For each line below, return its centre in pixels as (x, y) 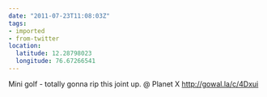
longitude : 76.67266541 (55, 61)
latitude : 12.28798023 (54, 53)
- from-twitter (34, 38)
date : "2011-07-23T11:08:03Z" (59, 16)
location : (25, 46)
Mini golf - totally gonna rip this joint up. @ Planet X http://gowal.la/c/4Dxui (133, 84)
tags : (17, 23)
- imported (27, 31)
